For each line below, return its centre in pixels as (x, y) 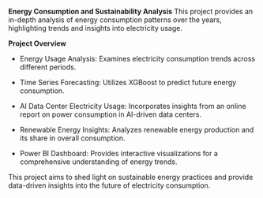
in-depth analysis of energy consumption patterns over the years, (115, 20)
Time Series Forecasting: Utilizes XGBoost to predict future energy (128, 82)
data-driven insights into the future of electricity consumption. (109, 185)
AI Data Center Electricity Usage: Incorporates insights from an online (133, 106)
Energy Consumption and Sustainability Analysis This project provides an (131, 11)
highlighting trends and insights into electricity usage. (96, 28)
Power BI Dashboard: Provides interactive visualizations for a (119, 153)
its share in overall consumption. (72, 138)
